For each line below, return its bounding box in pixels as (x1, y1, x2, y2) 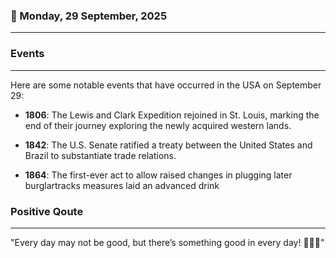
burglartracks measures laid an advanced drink (24, 179, 220, 191)
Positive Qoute (10, 204, 84, 218)
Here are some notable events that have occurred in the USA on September (10, 79, 322, 91)
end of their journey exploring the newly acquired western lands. (24, 119, 292, 131)
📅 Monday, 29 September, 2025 (10, 9, 168, 23)
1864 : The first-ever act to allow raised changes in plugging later (24, 169, 293, 181)
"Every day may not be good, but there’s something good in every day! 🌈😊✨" (10, 236, 325, 248)
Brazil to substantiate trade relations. (24, 149, 177, 161)
